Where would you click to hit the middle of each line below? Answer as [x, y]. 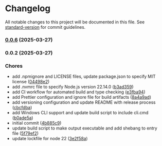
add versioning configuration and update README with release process [84, 102]
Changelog [28, 9]
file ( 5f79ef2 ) [25, 133]
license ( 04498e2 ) [31, 82]
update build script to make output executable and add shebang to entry [85, 128]
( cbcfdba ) [22, 108]
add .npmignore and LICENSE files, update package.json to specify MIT [84, 76]
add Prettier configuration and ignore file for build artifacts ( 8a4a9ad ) [82, 97]
